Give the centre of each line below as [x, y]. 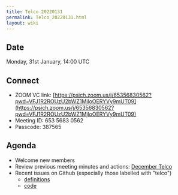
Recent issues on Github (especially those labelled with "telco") [93, 173]
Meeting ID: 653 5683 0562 [49, 120]
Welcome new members [45, 160]
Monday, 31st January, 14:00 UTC [48, 62]
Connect [23, 81]
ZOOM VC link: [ [35, 95]
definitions [37, 179]
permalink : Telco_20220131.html [46, 17]
